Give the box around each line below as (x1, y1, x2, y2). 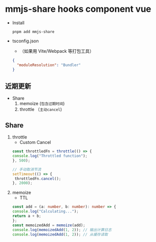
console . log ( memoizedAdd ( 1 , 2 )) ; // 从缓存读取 (12, 232, 108, 237)
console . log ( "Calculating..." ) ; (12, 209, 79, 214)
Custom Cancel (19, 139, 51, 145)
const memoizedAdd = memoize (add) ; (12, 223, 86, 228)
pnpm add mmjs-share (12, 29, 55, 34)
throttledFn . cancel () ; (14, 176, 62, 181)
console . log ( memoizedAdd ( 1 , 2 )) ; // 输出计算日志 (12, 227, 112, 232)
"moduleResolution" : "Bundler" (17, 63, 81, 68)
